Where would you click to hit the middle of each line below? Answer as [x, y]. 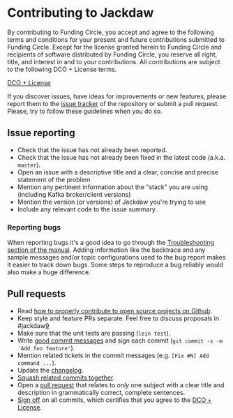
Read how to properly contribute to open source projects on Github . [115, 311]
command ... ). [37, 363]
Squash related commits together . [66, 378]
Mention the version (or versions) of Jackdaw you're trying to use [112, 202]
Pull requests [37, 294]
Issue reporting [41, 133]
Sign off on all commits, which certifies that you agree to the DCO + [114, 400]
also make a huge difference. [49, 272]
